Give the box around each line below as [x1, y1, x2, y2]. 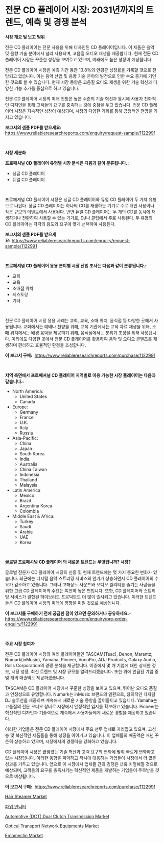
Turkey [19, 518, 34, 524]
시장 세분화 [5, 149, 26, 155]
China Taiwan [19, 466, 47, 472]
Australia [19, 461, 38, 467]
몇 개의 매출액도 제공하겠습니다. [5, 674, 66, 680]
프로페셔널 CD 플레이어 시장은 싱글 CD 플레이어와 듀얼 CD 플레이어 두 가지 [5, 197, 148, 202]
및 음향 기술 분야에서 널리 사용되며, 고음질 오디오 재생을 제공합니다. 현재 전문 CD [5, 50, 159, 56]
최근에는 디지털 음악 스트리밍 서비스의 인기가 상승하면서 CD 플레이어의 [19, 575, 154, 581]
